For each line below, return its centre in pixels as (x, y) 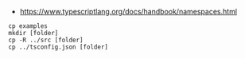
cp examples (28, 26)
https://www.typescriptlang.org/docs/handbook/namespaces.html (128, 12)
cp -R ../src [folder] (46, 40)
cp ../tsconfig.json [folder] (58, 47)
